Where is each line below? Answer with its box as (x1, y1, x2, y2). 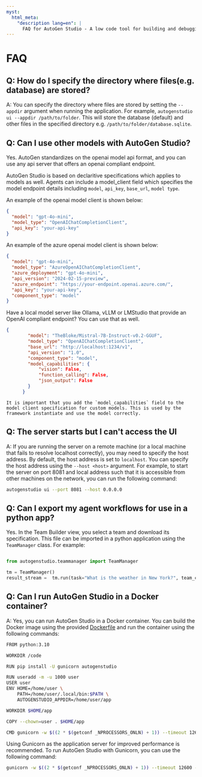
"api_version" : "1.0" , (28, 350, 85, 356)
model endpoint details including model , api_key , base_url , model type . (6, 185, 180, 192)
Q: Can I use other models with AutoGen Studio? (6, 138, 191, 148)
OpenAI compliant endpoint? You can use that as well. (6, 315, 140, 323)
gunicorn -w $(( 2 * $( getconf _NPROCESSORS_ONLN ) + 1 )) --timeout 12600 (6, 765, 192, 771)
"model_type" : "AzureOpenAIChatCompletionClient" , (11, 264, 141, 270)
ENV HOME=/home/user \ (6, 686, 63, 692)
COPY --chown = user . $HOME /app (6, 718, 85, 724)
